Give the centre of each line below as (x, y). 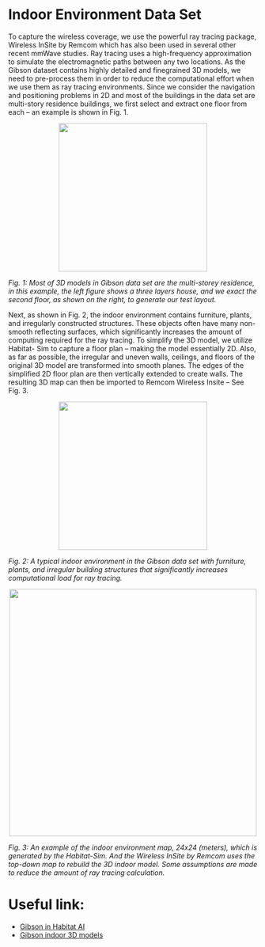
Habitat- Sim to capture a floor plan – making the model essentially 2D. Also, (132, 348)
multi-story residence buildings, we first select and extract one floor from (128, 104)
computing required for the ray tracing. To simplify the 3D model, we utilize (131, 340)
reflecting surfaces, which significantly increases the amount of (138, 331)
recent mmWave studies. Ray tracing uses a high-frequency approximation (130, 53)
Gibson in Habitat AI (52, 926)
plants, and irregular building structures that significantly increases (118, 569)
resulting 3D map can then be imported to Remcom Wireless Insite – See (126, 382)
